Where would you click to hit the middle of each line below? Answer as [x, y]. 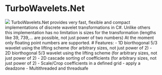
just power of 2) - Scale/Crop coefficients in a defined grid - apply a [73, 63]
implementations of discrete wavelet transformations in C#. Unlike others [78, 27]
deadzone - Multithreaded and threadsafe [47, 68]
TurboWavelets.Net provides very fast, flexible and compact [71, 22]
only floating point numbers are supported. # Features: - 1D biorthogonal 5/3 [81, 43]
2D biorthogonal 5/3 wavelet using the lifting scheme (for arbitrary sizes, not [81, 53]
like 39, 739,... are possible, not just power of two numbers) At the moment [80, 37]
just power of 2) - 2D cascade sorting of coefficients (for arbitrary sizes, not [81, 58]
